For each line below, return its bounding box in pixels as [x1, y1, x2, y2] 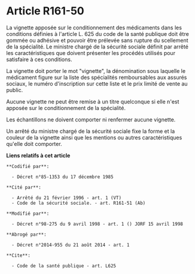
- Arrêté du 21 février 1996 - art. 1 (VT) [11, 194, 121, 201]
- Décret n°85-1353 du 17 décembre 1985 [11, 173, 114, 180]
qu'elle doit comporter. [6, 140, 62, 147]
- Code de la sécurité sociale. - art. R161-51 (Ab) [11, 200, 146, 206]
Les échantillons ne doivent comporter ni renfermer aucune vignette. [6, 115, 176, 123]
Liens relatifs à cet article [6, 151, 71, 159]
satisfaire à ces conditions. [6, 56, 72, 63]
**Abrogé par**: [6, 232, 47, 238]
